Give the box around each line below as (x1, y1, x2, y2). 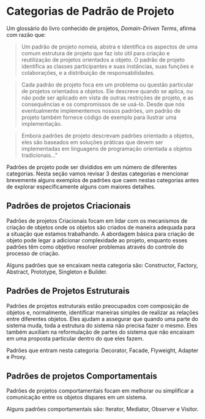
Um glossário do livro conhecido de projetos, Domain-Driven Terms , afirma (6, 25, 196, 32)
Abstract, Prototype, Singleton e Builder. (6, 268, 108, 275)
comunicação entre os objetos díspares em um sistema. (6, 394, 147, 401)
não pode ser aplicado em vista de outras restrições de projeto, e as (21, 94, 194, 101)
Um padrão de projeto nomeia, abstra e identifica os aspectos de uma (21, 43, 198, 50)
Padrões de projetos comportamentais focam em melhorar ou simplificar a (6, 387, 194, 394)
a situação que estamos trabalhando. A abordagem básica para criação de (6, 230, 195, 237)
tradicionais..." (21, 152, 58, 159)
